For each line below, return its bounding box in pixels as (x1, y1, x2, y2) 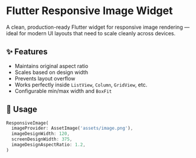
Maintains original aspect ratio (14, 62, 89, 69)
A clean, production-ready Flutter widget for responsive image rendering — (6, 23, 190, 31)
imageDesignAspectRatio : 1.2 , (11, 142, 86, 148)
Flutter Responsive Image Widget (6, 4, 173, 18)
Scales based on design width (14, 69, 89, 76)
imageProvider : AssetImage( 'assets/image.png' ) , (11, 125, 133, 132)
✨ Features (6, 47, 48, 57)
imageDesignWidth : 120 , (11, 131, 70, 137)
